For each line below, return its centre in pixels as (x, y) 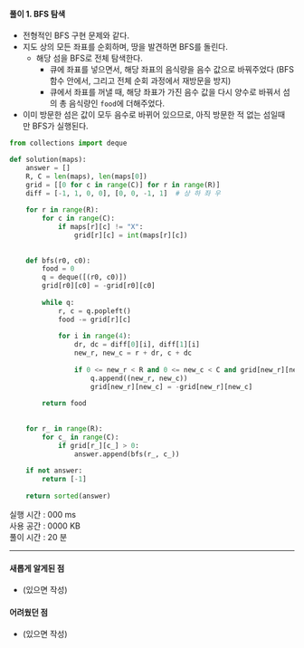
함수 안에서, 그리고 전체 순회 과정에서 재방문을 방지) (140, 81)
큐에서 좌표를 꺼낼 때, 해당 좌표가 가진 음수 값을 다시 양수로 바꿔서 (165, 92)
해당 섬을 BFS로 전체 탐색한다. (89, 58)
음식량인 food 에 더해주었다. (117, 103)
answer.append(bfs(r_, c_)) (127, 454)
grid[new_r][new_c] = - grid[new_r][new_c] (171, 386)
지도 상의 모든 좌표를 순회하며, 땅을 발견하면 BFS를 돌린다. (125, 47)
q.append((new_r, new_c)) (139, 378)
